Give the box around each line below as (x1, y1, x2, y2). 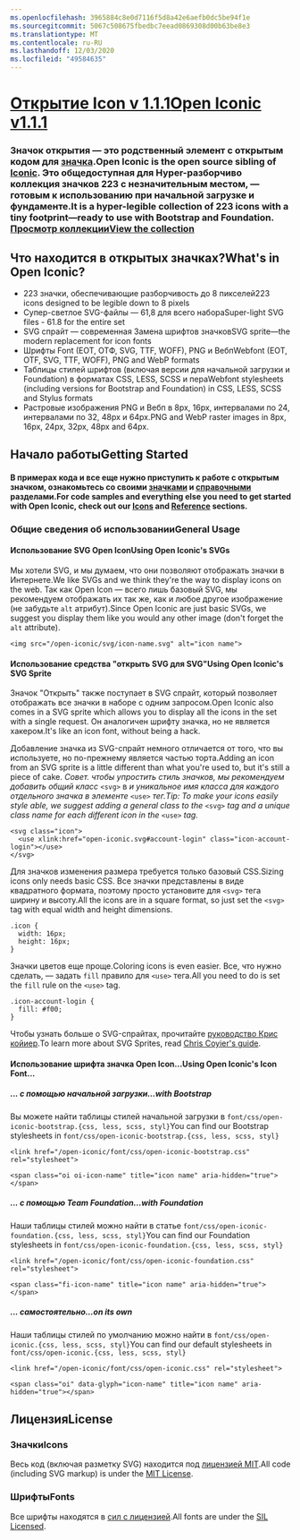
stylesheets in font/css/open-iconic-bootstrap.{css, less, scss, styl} (10, 1130, 279, 1141)
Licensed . (10, 1520, 46, 1531)
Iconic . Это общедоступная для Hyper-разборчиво (10, 167, 242, 179)
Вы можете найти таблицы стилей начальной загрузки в (10, 1111, 226, 1122)
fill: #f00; (18, 1005, 63, 1014)
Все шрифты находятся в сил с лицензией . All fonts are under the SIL (10, 1510, 269, 1522)
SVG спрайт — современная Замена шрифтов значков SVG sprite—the (22, 326, 291, 337)
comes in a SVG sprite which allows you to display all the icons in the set (10, 706, 278, 717)
